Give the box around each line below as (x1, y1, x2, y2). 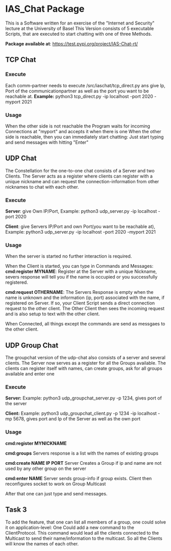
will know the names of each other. (5, 540, 79, 546)
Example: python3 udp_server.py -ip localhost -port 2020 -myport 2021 (5, 229, 156, 235)
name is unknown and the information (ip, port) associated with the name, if (5, 294, 165, 301)
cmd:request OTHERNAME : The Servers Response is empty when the (5, 289, 154, 295)
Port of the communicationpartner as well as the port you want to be (5, 88, 149, 94)
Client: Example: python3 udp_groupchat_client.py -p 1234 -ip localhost (5, 410, 157, 416)
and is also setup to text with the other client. (5, 311, 100, 317)
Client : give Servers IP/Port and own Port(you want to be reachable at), (5, 223, 156, 230)
